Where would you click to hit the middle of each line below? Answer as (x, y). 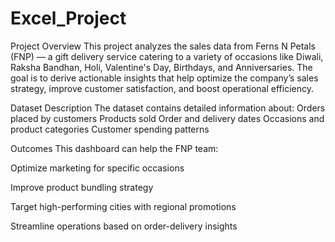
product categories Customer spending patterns (110, 129)
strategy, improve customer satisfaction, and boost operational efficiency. (162, 88)
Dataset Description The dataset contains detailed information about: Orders (168, 108)
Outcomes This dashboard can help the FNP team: (114, 148)
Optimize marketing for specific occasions (97, 168)
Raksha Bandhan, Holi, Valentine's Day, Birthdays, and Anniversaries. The (161, 67)
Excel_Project (68, 18)
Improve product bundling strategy (82, 187)
